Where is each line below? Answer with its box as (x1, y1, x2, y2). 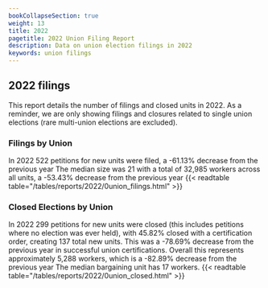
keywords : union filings (8, 49, 92, 57)
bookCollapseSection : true (8, 11, 99, 20)
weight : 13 (8, 19, 45, 27)
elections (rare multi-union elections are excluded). (8, 117, 179, 127)
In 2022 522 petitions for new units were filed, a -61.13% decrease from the (8, 156, 258, 166)
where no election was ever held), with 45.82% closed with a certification (8, 228, 253, 238)
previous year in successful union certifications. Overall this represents (8, 245, 244, 255)
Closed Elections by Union (8, 202, 113, 213)
